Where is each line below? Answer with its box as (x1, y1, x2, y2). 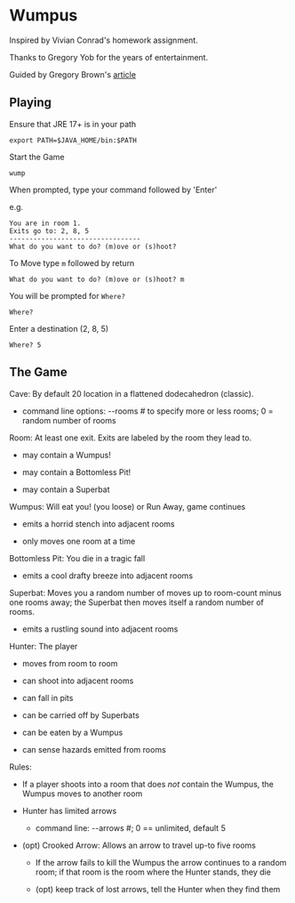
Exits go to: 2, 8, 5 (9, 226, 90, 236)
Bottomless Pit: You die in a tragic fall (9, 552, 146, 563)
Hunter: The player (9, 641, 78, 651)
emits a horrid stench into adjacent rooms (21, 518, 175, 529)
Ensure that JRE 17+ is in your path (9, 118, 137, 129)
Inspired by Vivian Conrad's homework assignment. (9, 35, 198, 45)
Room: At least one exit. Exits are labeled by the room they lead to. (9, 432, 252, 443)
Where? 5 (9, 340, 42, 350)
